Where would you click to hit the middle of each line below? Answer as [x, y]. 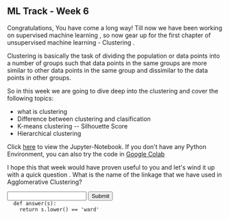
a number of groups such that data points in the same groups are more [107, 63]
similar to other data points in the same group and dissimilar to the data [108, 70]
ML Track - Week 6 [48, 11]
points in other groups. [39, 78]
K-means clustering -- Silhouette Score [72, 126]
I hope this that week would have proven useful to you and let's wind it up [111, 167]
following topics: [30, 98]
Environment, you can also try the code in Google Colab [86, 154]
